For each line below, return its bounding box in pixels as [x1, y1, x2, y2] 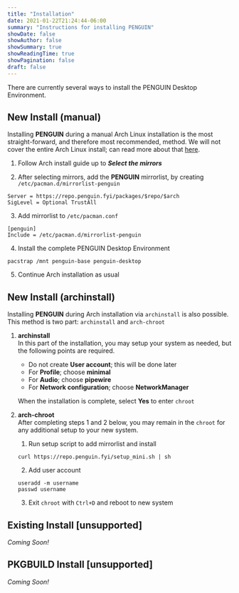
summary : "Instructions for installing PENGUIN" [7, 24, 154, 31]
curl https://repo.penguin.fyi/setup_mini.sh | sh [17, 453, 171, 460]
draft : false [7, 63, 46, 71]
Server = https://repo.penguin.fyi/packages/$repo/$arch [7, 193, 180, 200]
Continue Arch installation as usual [17, 270, 119, 279]
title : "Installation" [7, 10, 75, 18]
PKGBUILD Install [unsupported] [7, 559, 153, 571]
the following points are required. [17, 346, 115, 355]
